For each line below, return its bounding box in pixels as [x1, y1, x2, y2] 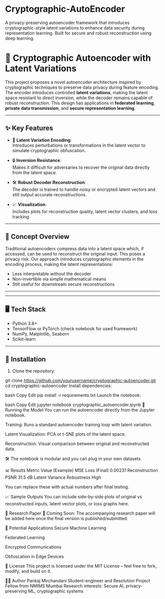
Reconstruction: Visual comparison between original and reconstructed [5, 441, 149, 447]
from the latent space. [12, 169, 57, 175]
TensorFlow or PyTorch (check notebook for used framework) [12, 326, 137, 332]
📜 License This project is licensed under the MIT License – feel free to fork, [5, 563, 157, 569]
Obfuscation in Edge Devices [5, 553, 64, 560]
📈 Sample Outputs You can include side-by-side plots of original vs [5, 494, 142, 500]
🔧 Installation [5, 355, 46, 364]
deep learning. [5, 35, 34, 41]
